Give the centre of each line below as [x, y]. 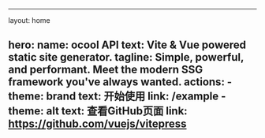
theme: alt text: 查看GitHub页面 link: [98, 111]
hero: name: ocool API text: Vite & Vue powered [127, 45]
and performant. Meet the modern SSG [106, 70]
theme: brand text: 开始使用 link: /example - [117, 97]
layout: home [29, 20]
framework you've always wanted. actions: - [120, 82]
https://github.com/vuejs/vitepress [97, 124]
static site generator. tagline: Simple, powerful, [126, 57]
